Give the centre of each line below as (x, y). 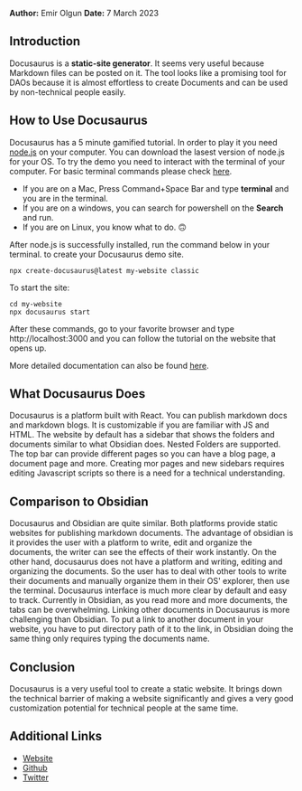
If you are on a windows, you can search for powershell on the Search (153, 208)
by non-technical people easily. (68, 92)
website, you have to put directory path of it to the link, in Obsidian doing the (151, 629)
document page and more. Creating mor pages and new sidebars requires (147, 464)
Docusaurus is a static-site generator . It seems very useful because (137, 63)
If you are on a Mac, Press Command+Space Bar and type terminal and (156, 188)
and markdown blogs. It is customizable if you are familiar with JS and (139, 425)
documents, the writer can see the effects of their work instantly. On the (143, 552)
